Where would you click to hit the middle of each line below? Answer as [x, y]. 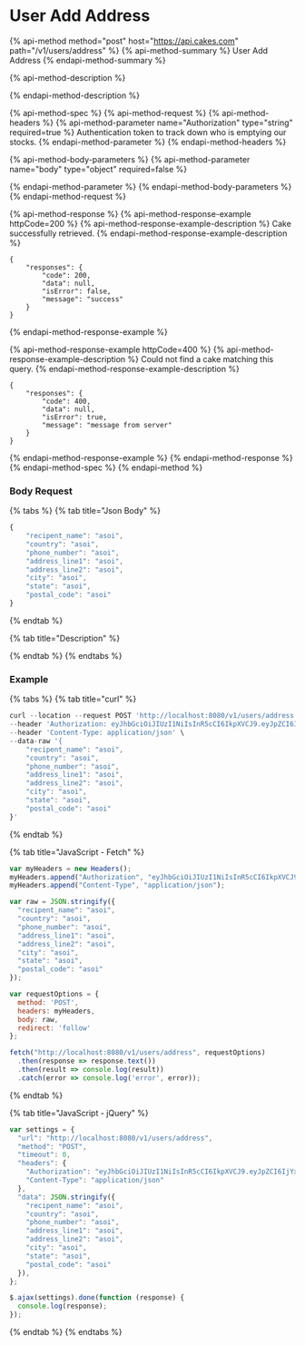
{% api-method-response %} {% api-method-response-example [130, 213]
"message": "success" [83, 299]
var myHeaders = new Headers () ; [70, 869]
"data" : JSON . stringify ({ [67, 1197]
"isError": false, [77, 291]
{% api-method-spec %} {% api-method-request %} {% [115, 113]
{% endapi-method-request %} [68, 196]
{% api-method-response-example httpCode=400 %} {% [117, 349]
